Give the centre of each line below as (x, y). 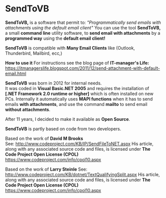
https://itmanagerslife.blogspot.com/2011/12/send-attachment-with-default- (83, 68)
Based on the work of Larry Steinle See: (46, 169)
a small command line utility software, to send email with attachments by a (83, 33)
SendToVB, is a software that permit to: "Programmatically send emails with (83, 22)
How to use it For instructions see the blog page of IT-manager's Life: (77, 63)
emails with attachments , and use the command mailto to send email (76, 104)
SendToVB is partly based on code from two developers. (63, 129)
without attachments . (28, 109)
